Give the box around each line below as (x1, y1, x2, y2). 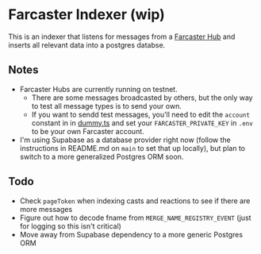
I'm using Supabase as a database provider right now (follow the (19, 135, 232, 144)
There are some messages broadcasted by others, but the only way (31, 93, 253, 102)
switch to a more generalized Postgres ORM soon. (19, 152, 184, 161)
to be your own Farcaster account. (31, 126, 144, 136)
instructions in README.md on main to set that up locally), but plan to (19, 143, 246, 152)
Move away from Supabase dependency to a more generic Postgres (19, 229, 244, 239)
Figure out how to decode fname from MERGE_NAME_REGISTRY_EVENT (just (19, 213, 251, 222)
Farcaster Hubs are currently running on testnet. (19, 84, 178, 94)
